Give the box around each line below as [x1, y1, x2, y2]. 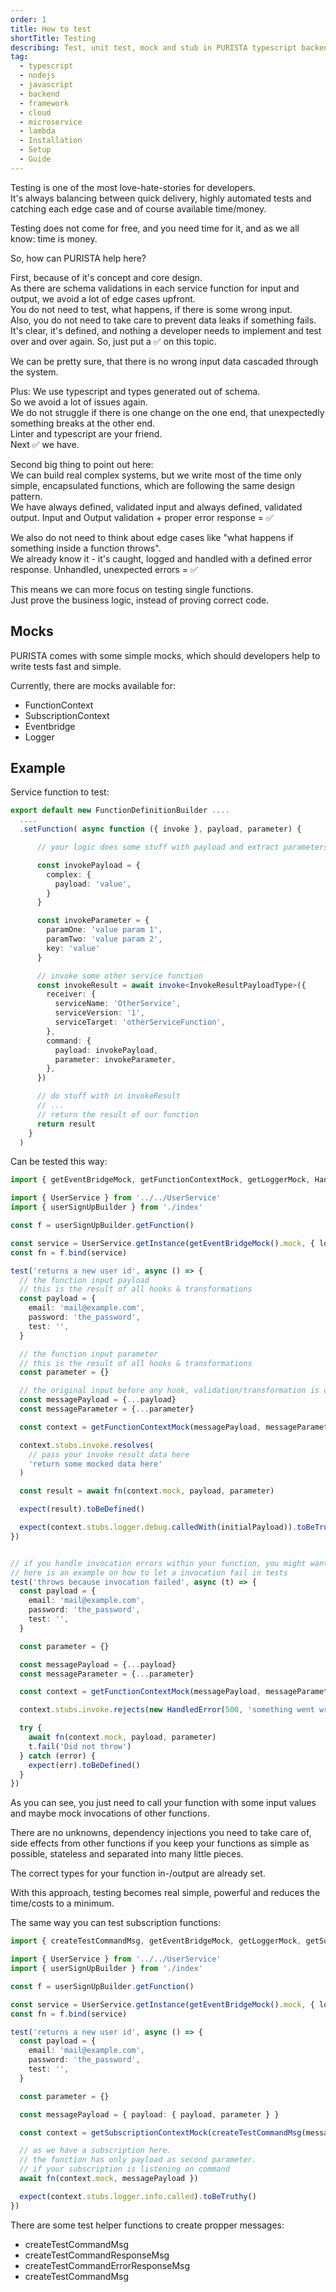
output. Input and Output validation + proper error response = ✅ [10, 511, 274, 523]
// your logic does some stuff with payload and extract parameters [36, 842, 329, 852]
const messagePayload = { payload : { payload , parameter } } [19, 2109, 280, 2120]
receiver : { [46, 989, 97, 1000]
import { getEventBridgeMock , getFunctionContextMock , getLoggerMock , [10, 1175, 311, 1185]
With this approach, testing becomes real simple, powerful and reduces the [10, 1887, 321, 1899]
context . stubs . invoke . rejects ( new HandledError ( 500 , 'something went [19, 1705, 315, 1715]
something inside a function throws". [10, 542, 162, 554]
